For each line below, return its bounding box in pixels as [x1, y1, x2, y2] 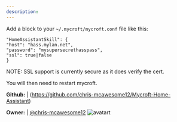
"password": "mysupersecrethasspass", [6, 47, 103, 53]
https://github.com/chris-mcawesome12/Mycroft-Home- [32, 90, 171, 98]
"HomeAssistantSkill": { [6, 36, 68, 42]
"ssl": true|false [6, 52, 52, 58]
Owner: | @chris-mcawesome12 [6, 108, 86, 116]
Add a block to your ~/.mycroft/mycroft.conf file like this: [6, 25, 148, 32]
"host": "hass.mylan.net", [6, 42, 74, 48]
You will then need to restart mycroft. [6, 79, 97, 86]
